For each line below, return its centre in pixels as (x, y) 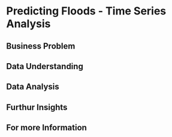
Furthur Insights (37, 107)
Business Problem (41, 46)
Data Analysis (33, 87)
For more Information (46, 128)
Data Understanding (45, 66)
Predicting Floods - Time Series (86, 11)
